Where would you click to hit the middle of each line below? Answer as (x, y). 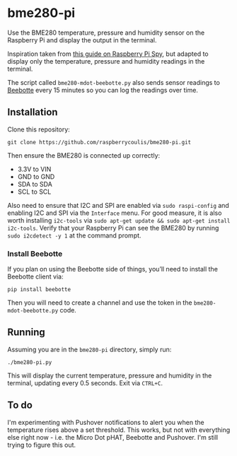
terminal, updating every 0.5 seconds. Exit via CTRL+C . (85, 382)
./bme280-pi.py (30, 362)
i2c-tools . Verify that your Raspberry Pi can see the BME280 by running (113, 228)
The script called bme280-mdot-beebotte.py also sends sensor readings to (114, 82)
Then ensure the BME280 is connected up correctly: (84, 155)
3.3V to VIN (34, 169)
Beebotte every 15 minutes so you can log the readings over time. (103, 90)
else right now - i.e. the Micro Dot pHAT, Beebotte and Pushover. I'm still (112, 437)
